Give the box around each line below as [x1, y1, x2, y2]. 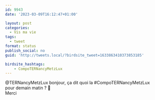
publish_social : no [5, 48, 45, 53]
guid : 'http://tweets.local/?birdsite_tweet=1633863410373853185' [5, 53, 144, 58]
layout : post [5, 21, 32, 26]
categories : [5, 25, 30, 30]
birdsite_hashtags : [5, 62, 45, 67]
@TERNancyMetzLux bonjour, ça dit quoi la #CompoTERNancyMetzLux [5, 80, 150, 86]
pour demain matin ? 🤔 [5, 85, 51, 91]
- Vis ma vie [9, 30, 36, 35]
